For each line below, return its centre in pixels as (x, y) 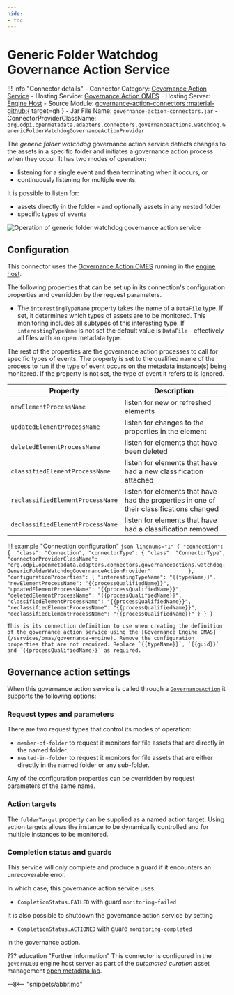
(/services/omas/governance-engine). (62, 639)
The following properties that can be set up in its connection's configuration (116, 287)
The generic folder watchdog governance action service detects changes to (117, 144)
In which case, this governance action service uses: (81, 888)
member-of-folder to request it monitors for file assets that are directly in (121, 743)
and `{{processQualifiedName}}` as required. (74, 651)
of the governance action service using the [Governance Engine (102, 632)
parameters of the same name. (52, 786)
